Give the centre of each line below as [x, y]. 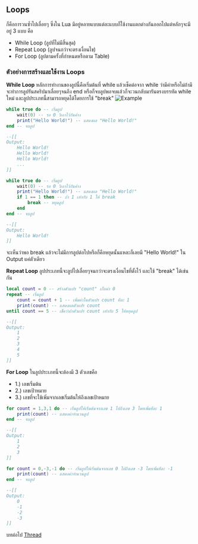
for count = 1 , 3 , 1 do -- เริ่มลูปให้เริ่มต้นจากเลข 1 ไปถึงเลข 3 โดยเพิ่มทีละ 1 [84, 408]
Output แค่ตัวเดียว [26, 259]
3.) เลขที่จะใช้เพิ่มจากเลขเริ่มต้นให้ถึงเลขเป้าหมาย [62, 397]
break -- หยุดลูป [45, 203]
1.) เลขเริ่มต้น [28, 383]
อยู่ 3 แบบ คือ [20, 31]
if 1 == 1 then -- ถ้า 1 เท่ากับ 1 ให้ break [66, 197]
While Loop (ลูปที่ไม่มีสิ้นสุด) [45, 43]
